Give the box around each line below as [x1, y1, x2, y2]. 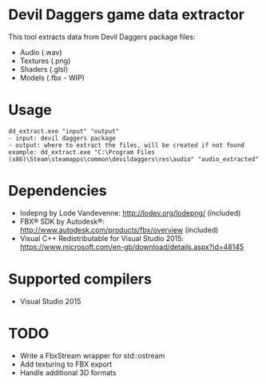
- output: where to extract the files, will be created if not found [8, 141, 245, 149]
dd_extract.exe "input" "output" [8, 127, 120, 135]
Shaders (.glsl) [19, 64, 69, 73]
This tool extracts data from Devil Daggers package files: [8, 32, 196, 42]
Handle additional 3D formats [19, 367, 117, 377]
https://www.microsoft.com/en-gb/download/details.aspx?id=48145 [19, 242, 244, 251]
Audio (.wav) [19, 47, 62, 57]
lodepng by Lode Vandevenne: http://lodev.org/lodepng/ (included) [19, 208, 241, 217]
